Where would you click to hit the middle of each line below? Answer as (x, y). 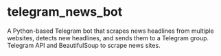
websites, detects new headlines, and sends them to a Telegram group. (108, 38)
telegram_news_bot (65, 12)
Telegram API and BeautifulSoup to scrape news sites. (84, 45)
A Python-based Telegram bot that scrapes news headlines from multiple (110, 31)
